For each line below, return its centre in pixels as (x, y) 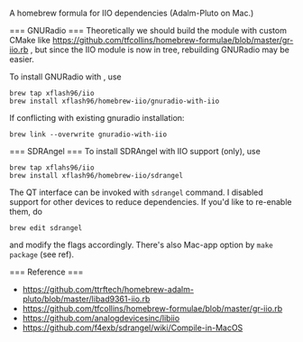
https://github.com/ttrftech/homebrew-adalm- (108, 289)
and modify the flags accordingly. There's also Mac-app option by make (141, 245)
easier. (22, 59)
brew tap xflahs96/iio (52, 168)
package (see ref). (42, 254)
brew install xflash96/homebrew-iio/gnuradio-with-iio (115, 101)
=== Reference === (46, 272)
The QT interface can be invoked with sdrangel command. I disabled (136, 192)
